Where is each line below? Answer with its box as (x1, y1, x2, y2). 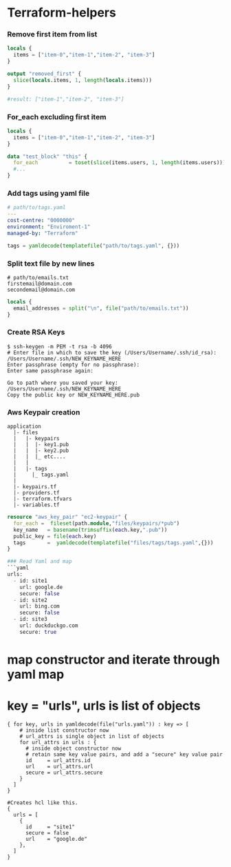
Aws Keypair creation (7, 407, 80, 417)
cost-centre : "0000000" (7, 217, 76, 224)
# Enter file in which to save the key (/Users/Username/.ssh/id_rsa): (7, 349, 217, 356)
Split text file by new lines (7, 259, 95, 268)
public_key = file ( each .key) (13, 532, 97, 539)
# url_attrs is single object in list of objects (19, 733, 165, 739)
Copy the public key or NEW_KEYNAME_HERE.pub (7, 391, 140, 398)
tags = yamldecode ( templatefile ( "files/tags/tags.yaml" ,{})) (13, 539, 214, 546)
